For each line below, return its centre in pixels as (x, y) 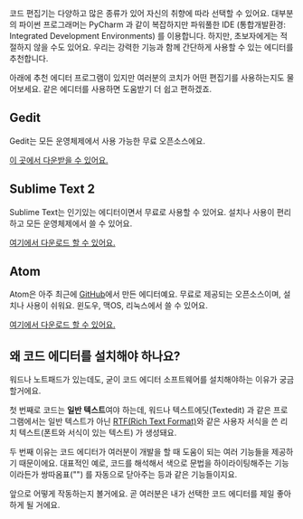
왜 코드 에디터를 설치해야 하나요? (95, 356)
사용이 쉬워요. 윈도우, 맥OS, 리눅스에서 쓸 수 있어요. (117, 306)
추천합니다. (29, 58)
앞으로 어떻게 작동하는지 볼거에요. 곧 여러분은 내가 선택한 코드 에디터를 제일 (142, 494)
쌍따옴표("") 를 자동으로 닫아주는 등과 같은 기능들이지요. (139, 475)
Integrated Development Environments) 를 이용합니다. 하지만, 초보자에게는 (144, 36)
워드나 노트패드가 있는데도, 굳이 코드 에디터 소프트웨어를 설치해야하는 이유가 (143, 380)
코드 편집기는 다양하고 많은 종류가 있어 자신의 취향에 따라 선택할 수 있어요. (139, 13)
